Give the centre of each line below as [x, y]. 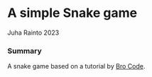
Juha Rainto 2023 [33, 32]
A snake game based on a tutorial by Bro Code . [76, 66]
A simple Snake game [72, 13]
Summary [25, 51]
